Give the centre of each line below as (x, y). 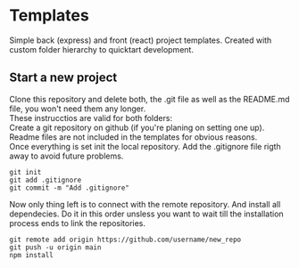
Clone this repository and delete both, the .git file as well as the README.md (149, 99)
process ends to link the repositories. (77, 223)
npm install (31, 255)
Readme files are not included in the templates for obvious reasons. (133, 137)
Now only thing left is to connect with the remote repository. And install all (145, 204)
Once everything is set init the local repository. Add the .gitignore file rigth (145, 146)
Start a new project (63, 78)
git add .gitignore (46, 180)
